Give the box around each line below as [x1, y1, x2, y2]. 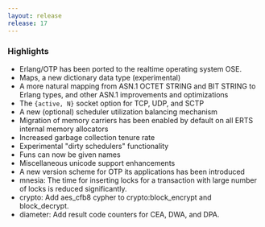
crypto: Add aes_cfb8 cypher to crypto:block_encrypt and [19, 192, 212, 202]
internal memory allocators [19, 124, 109, 134]
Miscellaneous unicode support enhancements [19, 158, 176, 167]
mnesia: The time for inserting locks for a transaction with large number [19, 175, 257, 185]
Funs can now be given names [19, 150, 122, 159]
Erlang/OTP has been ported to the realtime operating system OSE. [19, 64, 242, 73]
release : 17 [7, 19, 48, 27]
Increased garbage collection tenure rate [19, 132, 155, 142]
